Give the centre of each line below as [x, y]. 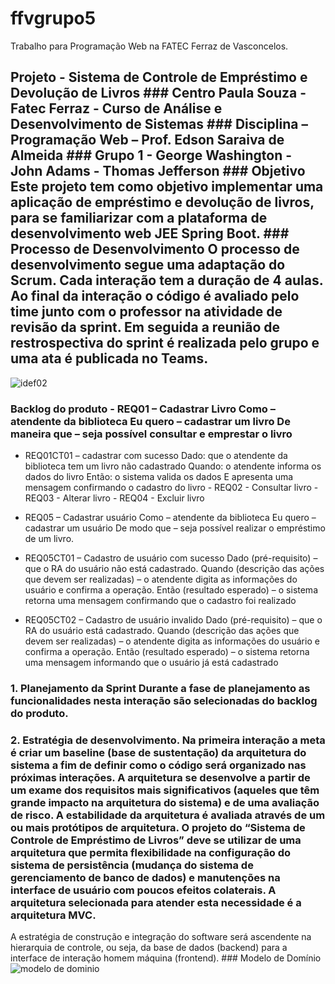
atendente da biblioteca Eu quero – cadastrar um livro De [150, 421]
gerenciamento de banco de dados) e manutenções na [145, 877]
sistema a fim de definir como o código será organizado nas [158, 765]
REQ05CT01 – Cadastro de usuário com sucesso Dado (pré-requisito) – [171, 558]
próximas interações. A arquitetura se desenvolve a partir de [160, 777]
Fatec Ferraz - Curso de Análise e [116, 108]
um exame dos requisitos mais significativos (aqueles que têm [165, 790]
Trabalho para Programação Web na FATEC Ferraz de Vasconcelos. [149, 46]
